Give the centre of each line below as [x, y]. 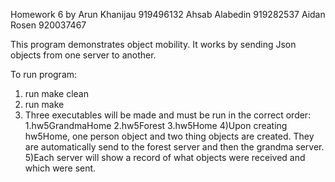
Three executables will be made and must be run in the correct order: [168, 115]
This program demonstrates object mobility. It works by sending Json [153, 44]
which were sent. [60, 168]
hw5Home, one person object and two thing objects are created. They [169, 136]
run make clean [56, 93]
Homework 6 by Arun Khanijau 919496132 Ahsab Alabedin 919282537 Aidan [168, 14]
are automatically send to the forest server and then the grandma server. [174, 147]
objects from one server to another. [83, 55]
